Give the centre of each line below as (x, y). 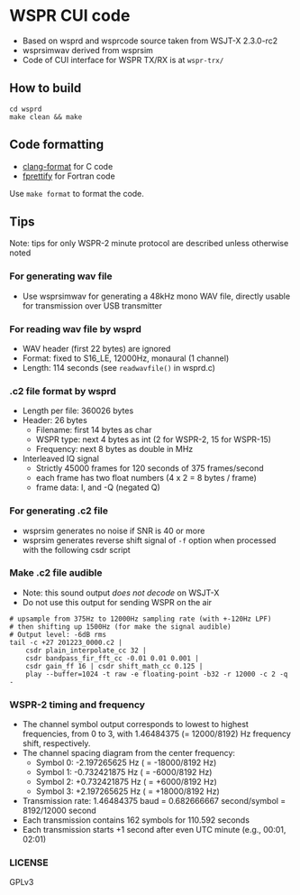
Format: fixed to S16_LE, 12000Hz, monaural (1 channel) (126, 358)
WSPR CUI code (70, 16)
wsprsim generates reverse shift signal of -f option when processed (149, 540)
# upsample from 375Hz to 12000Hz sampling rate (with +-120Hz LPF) (141, 619)
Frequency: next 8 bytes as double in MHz (114, 449)
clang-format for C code (68, 166)
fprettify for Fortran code (68, 176)
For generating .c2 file (59, 511)
